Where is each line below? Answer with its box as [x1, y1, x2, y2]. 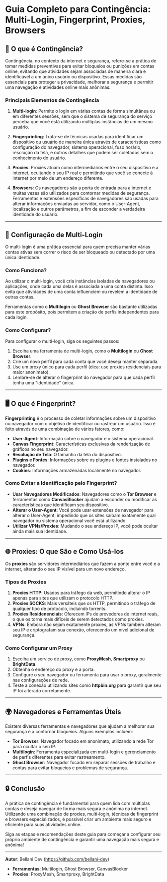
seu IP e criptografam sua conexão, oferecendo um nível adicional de [12, 626, 155, 632]
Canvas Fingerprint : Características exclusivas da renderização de [12, 441, 151, 447]
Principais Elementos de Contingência [5, 96, 99, 103]
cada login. [5, 314, 28, 320]
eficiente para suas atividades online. [5, 821, 82, 827]
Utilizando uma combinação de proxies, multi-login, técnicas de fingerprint [5, 811, 159, 817]
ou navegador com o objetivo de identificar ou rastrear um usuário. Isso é [5, 420, 156, 426]
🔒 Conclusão [5, 785, 45, 793]
